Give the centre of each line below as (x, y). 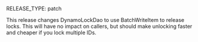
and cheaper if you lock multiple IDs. (51, 33)
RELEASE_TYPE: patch (34, 9)
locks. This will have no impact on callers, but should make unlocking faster (99, 26)
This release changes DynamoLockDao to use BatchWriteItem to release (95, 20)
